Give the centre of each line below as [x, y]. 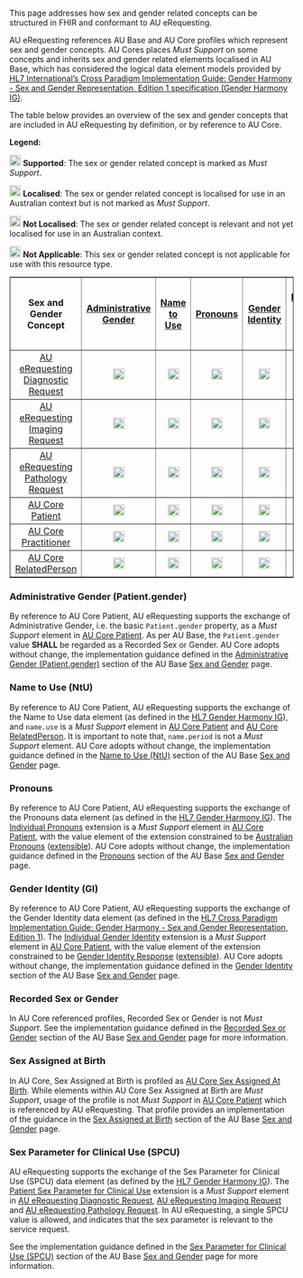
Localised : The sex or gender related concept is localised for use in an [154, 194]
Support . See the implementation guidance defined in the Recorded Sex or [148, 1028]
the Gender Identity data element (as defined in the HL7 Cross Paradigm [143, 918]
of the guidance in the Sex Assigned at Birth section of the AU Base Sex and [151, 1119]
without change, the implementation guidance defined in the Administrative [149, 654]
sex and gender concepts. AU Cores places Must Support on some [134, 50]
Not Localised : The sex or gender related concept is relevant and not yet [158, 224]
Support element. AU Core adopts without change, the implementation [140, 745]
